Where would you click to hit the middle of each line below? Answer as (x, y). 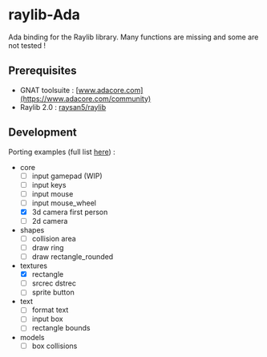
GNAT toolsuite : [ (49, 90)
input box (47, 319)
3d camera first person (70, 212)
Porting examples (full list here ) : (62, 152)
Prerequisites (42, 71)
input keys (49, 185)
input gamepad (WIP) (67, 176)
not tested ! (27, 45)
